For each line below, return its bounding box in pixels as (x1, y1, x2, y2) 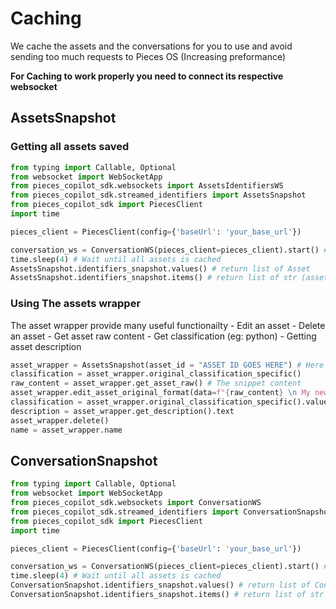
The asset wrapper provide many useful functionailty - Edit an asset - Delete (10, 319, 326, 331)
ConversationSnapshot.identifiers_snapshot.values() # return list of (10, 580, 311, 591)
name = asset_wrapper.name (10, 425, 123, 435)
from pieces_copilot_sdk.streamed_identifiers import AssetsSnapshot (10, 190, 307, 201)
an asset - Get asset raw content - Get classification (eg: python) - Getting (10, 330, 317, 342)
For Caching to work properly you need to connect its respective (10, 70, 284, 82)
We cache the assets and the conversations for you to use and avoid (10, 40, 293, 52)
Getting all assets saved (10, 140, 130, 154)
